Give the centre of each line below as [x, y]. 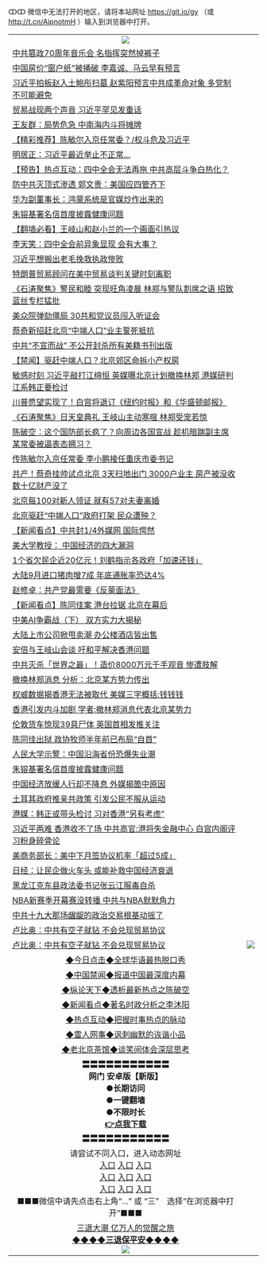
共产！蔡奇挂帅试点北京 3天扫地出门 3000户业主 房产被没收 [124, 474]
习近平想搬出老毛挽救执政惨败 [68, 259]
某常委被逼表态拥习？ [52, 444]
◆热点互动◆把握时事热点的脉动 [126, 1019]
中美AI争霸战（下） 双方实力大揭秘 [77, 620]
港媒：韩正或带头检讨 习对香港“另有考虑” [89, 814]
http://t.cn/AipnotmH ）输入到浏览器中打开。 [81, 21]
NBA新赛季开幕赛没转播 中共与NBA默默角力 [94, 900]
